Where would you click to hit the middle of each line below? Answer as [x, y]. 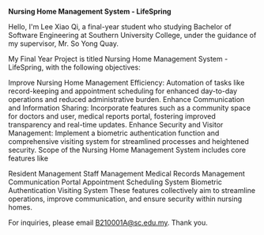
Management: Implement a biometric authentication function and [114, 133]
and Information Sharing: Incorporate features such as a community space [130, 108]
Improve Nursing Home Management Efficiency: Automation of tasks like [126, 83]
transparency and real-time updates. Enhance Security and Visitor [116, 125]
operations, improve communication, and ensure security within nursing [125, 199]
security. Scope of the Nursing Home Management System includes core [127, 150]
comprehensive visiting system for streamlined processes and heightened [128, 141]
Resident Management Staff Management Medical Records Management [126, 174]
